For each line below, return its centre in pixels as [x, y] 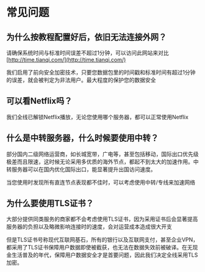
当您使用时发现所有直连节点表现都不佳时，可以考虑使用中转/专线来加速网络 [101, 182]
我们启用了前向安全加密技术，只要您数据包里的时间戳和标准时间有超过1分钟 [101, 72]
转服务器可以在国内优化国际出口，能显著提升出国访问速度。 [81, 169]
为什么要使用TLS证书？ [50, 203]
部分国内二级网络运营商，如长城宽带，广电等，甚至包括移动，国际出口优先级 [103, 154]
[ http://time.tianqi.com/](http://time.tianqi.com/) [66, 60]
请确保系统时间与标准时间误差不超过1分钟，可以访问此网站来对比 [88, 53]
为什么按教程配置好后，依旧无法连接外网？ [86, 37]
